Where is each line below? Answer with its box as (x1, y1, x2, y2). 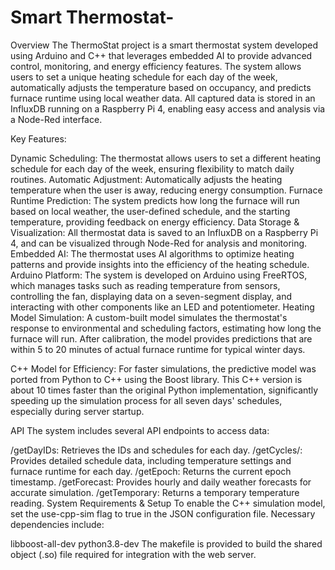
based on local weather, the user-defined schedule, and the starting (10, 205, 291, 217)
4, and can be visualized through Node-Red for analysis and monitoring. (10, 237, 308, 249)
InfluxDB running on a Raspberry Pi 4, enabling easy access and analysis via (10, 102, 326, 115)
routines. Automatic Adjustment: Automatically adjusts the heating (10, 173, 283, 185)
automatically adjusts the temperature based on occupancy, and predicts (10, 81, 312, 93)
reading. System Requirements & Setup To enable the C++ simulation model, (10, 497, 326, 509)
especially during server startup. (10, 405, 145, 417)
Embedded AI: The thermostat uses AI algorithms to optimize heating (10, 247, 295, 260)
